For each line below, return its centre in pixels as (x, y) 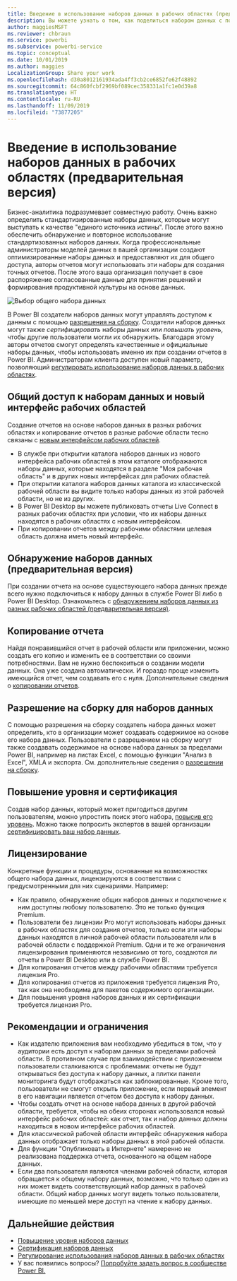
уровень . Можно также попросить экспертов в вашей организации (109, 824)
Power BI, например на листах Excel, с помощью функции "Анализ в (110, 755)
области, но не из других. (56, 498)
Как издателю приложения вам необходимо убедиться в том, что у (120, 1044)
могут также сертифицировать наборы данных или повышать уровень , (115, 329)
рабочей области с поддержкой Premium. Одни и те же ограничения (121, 945)
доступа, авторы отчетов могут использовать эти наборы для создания (116, 264)
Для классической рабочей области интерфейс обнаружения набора (122, 1134)
